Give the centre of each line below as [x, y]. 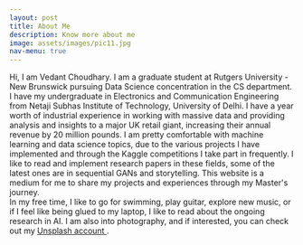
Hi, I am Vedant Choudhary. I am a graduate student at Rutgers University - [149, 77]
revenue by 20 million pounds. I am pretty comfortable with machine [137, 135]
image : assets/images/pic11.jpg [70, 43]
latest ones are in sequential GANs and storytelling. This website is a [137, 174]
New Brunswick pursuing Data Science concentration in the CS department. [151, 87]
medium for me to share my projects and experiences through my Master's [149, 183]
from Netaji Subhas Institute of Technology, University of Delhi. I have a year [151, 106]
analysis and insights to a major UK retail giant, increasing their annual [140, 125]
